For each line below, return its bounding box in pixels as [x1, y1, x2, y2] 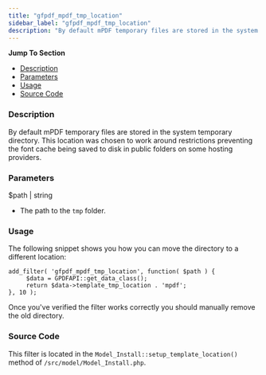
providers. [8, 152, 42, 162]
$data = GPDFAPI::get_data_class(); [25, 275, 148, 283]
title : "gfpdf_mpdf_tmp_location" [8, 11, 123, 20]
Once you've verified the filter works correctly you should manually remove [8, 303, 256, 312]
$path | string [8, 190, 53, 200]
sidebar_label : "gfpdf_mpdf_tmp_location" [8, 19, 151, 27]
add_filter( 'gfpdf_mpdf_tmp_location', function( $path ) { [8, 268, 216, 275]
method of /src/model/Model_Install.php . [8, 357, 147, 367]
